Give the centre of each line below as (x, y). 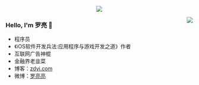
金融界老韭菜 (30, 61)
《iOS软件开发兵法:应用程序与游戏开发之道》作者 (72, 47)
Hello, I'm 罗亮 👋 (29, 25)
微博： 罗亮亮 (30, 76)
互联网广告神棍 (32, 54)
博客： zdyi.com (33, 68)
